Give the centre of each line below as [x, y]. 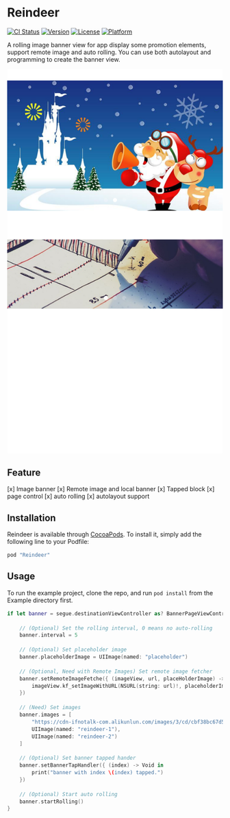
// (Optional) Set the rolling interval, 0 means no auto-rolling [116, 628]
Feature [24, 472]
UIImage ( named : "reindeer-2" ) [75, 736]
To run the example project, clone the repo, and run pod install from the [110, 593]
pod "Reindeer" [29, 555]
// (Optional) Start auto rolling [68, 794]
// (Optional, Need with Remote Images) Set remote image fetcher [116, 671]
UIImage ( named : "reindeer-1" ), [76, 729]
